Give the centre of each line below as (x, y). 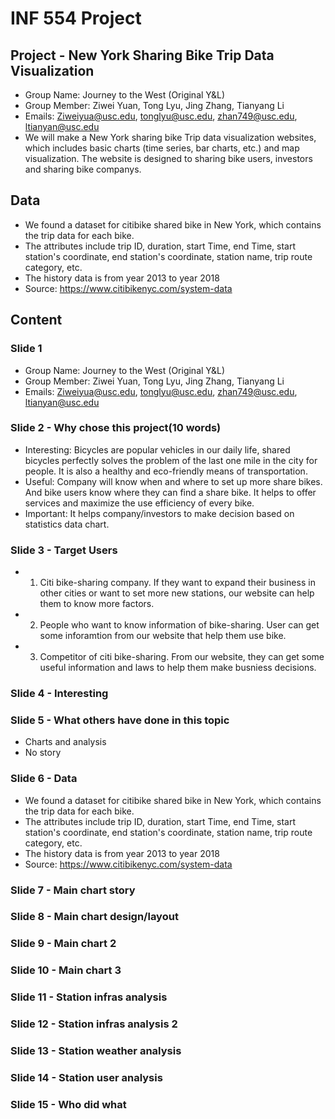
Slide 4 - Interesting (59, 694)
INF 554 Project (76, 18)
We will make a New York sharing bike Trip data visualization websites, (170, 137)
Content (36, 320)
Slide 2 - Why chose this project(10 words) (116, 428)
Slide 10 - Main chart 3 (66, 970)
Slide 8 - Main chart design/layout (94, 917)
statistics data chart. (67, 524)
